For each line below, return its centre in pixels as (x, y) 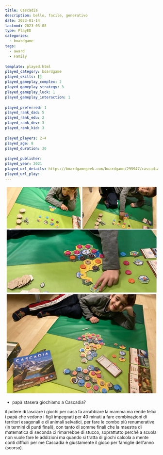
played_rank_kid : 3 (25, 128)
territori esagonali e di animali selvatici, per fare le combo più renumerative (80, 422)
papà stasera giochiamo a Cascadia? (49, 402)
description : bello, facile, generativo (47, 15)
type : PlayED (18, 31)
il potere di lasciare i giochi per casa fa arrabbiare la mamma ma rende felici (81, 411)
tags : (10, 46)
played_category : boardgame (33, 72)
